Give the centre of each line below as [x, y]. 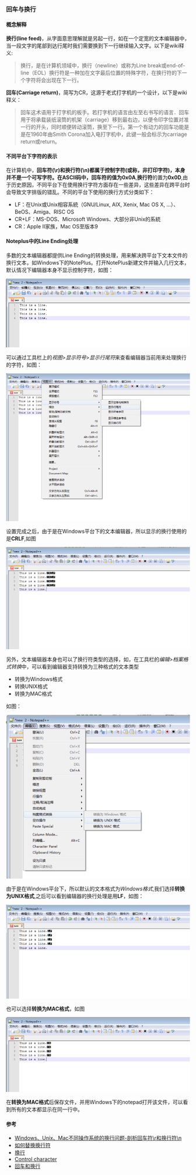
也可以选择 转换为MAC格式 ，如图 [45, 1009]
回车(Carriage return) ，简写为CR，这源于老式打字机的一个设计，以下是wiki [97, 93]
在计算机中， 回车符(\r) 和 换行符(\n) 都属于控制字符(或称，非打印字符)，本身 [96, 170]
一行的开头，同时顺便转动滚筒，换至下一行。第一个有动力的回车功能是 [105, 127]
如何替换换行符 [32, 1145]
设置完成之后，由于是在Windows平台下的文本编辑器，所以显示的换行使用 [94, 532]
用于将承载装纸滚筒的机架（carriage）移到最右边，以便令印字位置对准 [104, 120]
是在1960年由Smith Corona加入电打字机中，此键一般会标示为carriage [104, 134]
